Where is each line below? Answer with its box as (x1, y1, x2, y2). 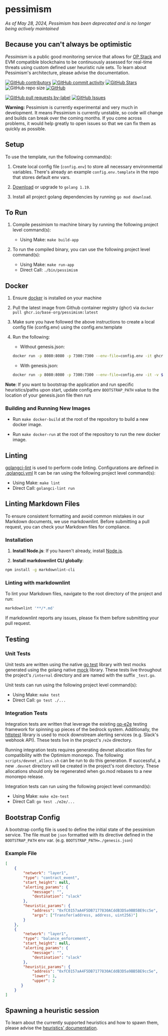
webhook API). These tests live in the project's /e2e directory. (5, 737, 132, 743)
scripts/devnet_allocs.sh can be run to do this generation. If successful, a (5, 757, 160, 764)
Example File (5, 850, 37, 857)
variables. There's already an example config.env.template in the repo (12, 169, 159, 175)
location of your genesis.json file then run (5, 392, 91, 398)
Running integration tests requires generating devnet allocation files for (5, 747, 152, 753)
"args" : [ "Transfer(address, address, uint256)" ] (32, 913, 138, 918)
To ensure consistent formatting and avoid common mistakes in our (5, 513, 144, 519)
